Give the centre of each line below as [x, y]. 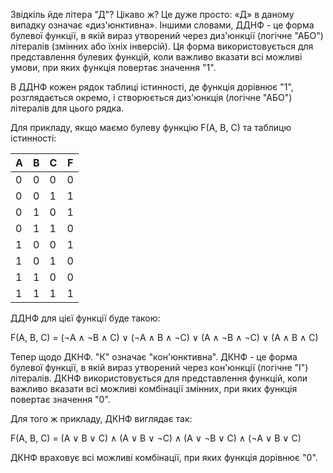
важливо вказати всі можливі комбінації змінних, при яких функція [154, 388]
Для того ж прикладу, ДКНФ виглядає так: [101, 418]
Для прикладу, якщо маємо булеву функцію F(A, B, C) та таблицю [151, 127]
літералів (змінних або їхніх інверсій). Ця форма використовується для [162, 46]
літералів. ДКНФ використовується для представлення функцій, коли [159, 378]
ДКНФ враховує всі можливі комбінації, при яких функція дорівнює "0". [164, 457]
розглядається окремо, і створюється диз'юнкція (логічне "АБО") [151, 97]
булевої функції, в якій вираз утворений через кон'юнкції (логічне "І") [159, 367]
